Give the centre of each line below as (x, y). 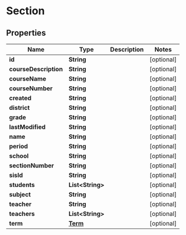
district (20, 108)
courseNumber (31, 88)
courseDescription (36, 69)
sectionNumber (32, 166)
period (19, 146)
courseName (28, 79)
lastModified (28, 127)
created (20, 98)
